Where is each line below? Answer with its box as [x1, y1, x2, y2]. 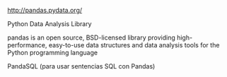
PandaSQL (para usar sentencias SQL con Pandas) [7, 62, 156, 70]
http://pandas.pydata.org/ [7, 6, 83, 14]
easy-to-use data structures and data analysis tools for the [48, 41, 220, 49]
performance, [7, 41, 47, 49]
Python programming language [7, 49, 98, 57]
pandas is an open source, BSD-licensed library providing [7, 33, 175, 42]
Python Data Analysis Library [7, 20, 92, 28]
